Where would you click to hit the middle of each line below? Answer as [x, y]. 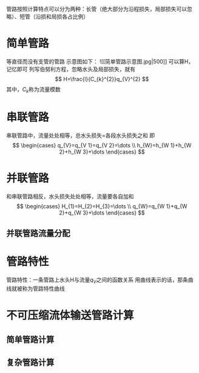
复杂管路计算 [30, 362]
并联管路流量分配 [38, 233]
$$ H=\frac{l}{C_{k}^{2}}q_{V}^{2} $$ [102, 79]
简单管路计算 [30, 340]
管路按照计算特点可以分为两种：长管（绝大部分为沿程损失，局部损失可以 [96, 9]
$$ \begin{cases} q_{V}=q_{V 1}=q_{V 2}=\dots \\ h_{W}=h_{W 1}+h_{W [102, 145]
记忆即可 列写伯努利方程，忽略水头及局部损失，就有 [71, 69]
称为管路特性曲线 [43, 288]
